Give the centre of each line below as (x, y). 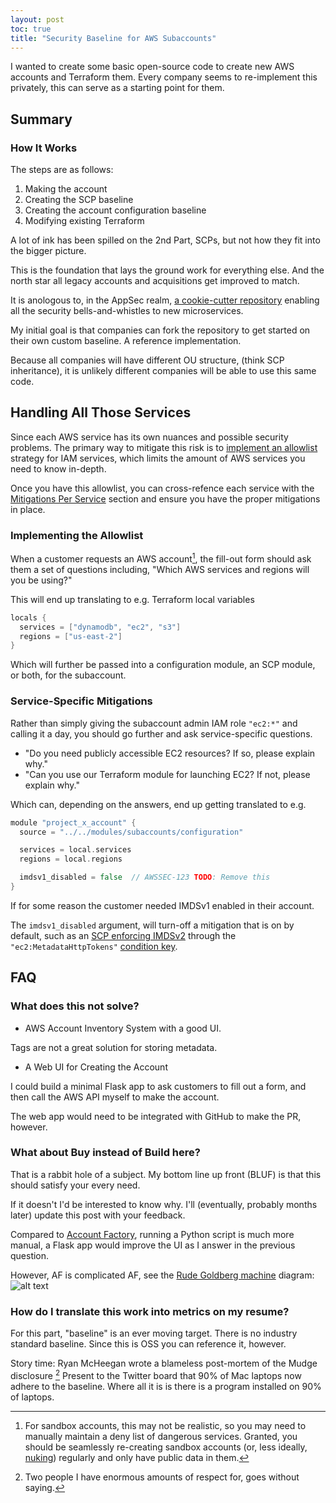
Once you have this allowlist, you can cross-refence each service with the (162, 488)
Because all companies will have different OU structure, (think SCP (147, 360)
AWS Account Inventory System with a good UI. (123, 1028)
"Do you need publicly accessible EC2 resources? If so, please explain (170, 753)
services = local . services (75, 850)
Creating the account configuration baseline (115, 210)
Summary (41, 119)
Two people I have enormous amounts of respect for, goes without (162, 1477)
